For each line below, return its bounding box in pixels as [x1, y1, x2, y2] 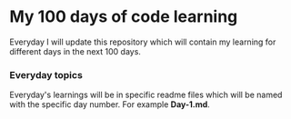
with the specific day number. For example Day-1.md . [9, 99, 211, 110]
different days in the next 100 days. [9, 45, 141, 56]
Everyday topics [9, 68, 84, 81]
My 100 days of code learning [9, 6, 238, 27]
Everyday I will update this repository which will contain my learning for [9, 36, 276, 47]
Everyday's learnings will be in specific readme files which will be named [9, 89, 283, 101]
